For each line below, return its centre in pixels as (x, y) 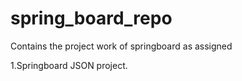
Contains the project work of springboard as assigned (121, 46)
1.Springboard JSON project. (69, 65)
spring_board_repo (91, 18)
